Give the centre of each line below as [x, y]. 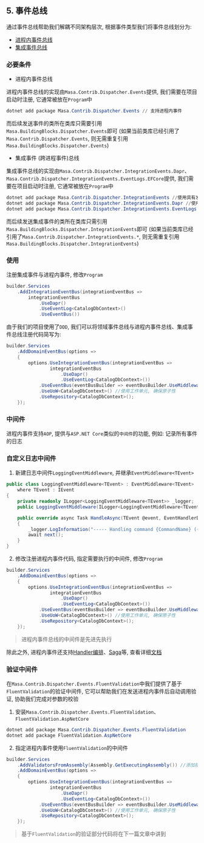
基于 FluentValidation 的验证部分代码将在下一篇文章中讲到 [93, 834]
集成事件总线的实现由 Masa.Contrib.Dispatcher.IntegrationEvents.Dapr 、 [98, 171]
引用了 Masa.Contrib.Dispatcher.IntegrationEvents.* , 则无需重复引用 [93, 237]
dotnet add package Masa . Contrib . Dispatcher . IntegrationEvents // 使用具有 [101, 197]
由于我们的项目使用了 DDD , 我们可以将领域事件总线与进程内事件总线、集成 [97, 327]
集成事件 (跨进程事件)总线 [47, 158]
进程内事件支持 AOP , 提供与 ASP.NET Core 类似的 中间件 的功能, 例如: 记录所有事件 [102, 434]
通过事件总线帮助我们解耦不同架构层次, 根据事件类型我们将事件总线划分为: [99, 27]
